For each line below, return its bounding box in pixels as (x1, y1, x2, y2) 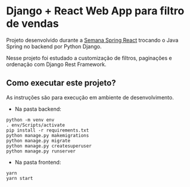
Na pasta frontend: (14, 158, 61, 166)
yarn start (6, 175, 33, 181)
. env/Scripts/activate (6, 122, 66, 128)
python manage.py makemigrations (6, 132, 89, 138)
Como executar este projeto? (6, 78, 116, 88)
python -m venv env (6, 117, 55, 123)
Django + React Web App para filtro (6, 4, 185, 18)
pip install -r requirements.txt (6, 127, 89, 133)
